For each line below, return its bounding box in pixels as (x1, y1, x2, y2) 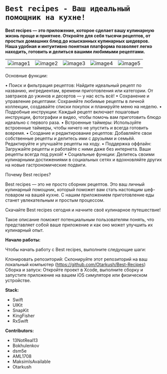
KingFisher (12, 313, 35, 319)
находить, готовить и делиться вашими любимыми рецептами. (5, 48, 146, 54)
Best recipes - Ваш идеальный (5, 4, 131, 13)
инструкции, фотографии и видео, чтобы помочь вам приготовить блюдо (5, 114, 161, 120)
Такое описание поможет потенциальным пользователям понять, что (5, 216, 155, 222)
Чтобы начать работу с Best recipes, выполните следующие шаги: (5, 246, 146, 252)
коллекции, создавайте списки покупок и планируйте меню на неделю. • (5, 103, 162, 109)
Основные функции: (5, 72, 48, 78)
